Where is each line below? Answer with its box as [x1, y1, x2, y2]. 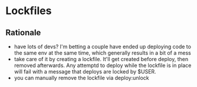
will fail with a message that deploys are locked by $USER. [14, 68, 157, 75]
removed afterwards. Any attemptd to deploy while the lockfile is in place [14, 62, 192, 69]
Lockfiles [5, 4, 52, 18]
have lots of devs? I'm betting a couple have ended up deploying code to [14, 43, 191, 50]
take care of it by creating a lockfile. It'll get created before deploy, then [14, 56, 189, 62]
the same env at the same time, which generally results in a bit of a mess [14, 49, 191, 56]
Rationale [5, 28, 41, 38]
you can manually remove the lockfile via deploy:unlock [14, 75, 149, 81]
